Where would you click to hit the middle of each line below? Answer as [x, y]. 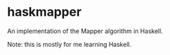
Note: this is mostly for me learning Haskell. [69, 44]
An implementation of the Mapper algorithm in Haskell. [85, 31]
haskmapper [44, 12]
